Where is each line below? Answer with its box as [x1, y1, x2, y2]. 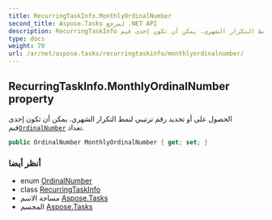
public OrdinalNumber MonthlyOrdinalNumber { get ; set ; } [8, 138, 208, 146]
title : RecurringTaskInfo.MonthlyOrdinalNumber [8, 11, 172, 20]
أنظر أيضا [8, 157, 41, 169]
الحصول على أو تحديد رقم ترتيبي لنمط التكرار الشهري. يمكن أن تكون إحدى [8, 114, 232, 123]
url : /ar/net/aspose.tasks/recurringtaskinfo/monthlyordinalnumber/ [8, 50, 244, 58]
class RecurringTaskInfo [19, 184, 101, 194]
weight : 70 [8, 42, 45, 50]
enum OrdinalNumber [19, 175, 93, 185]
